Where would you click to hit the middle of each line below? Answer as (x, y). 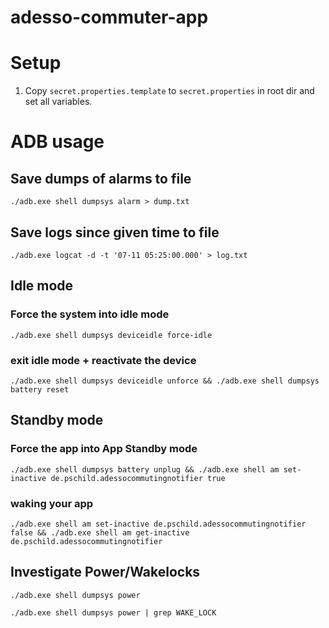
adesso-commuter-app (109, 17)
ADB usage (57, 142)
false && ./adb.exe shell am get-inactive (100, 532)
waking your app (52, 503)
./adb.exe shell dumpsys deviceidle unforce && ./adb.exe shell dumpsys (165, 381)
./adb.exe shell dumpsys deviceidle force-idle (111, 335)
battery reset (40, 389)
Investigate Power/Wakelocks (105, 572)
